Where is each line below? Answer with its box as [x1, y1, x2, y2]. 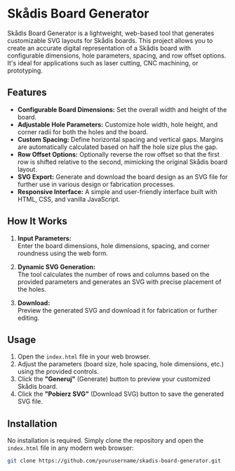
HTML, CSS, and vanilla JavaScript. [17, 195, 121, 203]
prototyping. [7, 66, 43, 75]
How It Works [7, 215, 68, 227]
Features [7, 86, 47, 98]
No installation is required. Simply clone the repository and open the [7, 437, 204, 445]
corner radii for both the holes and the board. [17, 127, 149, 136]
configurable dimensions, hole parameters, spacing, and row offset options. [7, 51, 227, 60]
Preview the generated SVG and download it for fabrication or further [17, 306, 217, 314]
